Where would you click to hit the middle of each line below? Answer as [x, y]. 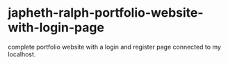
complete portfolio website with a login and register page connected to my [115, 47]
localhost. [22, 54]
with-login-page [56, 27]
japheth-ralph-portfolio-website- [106, 13]
